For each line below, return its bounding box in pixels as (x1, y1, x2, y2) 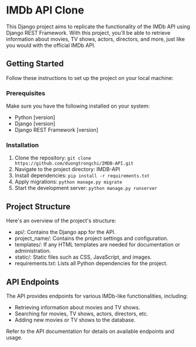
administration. (14, 248, 51, 255)
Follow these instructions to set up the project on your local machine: (6, 74, 174, 81)
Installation (6, 141, 39, 149)
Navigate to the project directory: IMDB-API (14, 166, 121, 173)
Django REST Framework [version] (14, 126, 99, 134)
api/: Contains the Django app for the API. (14, 229, 116, 236)
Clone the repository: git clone (14, 154, 91, 162)
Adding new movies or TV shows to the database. (14, 316, 136, 323)
